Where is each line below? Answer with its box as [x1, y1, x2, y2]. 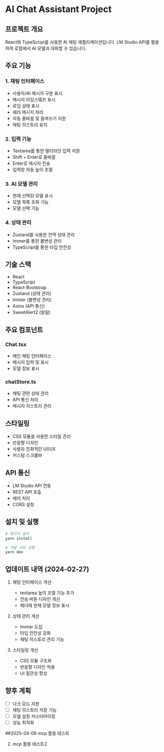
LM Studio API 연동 [12, 483, 51, 489]
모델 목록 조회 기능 [12, 199, 49, 205]
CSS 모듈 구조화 [19, 657, 52, 664]
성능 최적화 [12, 720, 34, 726]
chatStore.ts [5, 379, 36, 385]
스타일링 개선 [12, 647, 38, 653]
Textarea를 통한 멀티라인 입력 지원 [12, 147, 80, 154]
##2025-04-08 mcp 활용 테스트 [5, 730, 70, 736]
